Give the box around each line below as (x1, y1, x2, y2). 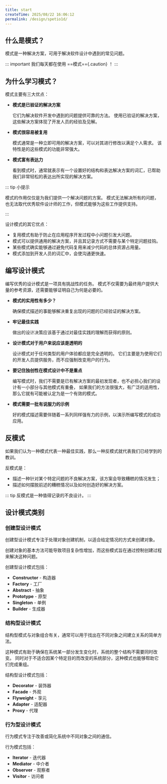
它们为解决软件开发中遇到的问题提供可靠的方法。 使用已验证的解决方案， (12, 113, 162, 118)
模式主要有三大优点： (5, 91, 49, 97)
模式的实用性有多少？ (12, 297, 56, 303)
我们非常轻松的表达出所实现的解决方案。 (12, 174, 95, 180)
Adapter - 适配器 (12, 701, 48, 707)
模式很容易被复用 (12, 129, 48, 135)
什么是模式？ (5, 36, 45, 45)
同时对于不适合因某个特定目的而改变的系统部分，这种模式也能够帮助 (14, 655, 155, 661)
